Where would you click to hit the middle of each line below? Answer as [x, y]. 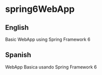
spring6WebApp [40, 9]
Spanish [18, 55]
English [17, 28]
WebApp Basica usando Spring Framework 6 [51, 67]
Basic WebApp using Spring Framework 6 [48, 39]
